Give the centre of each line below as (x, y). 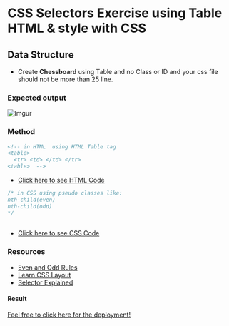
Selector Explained (45, 282)
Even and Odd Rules (47, 267)
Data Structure (41, 55)
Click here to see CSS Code (58, 233)
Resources (26, 252)
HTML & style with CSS (77, 28)
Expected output (37, 98)
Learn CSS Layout (44, 275)
